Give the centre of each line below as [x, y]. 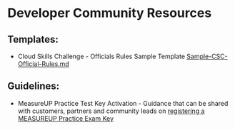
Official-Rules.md [43, 64]
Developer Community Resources [110, 13]
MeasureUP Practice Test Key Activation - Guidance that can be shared [123, 103]
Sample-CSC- [207, 56]
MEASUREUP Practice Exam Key [66, 118]
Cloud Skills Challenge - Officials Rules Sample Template [101, 56]
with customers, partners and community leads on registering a [111, 111]
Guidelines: [34, 86]
